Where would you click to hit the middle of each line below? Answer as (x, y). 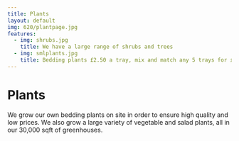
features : (22, 34)
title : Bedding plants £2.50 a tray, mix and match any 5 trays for (124, 60)
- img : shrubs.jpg (41, 40)
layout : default (31, 21)
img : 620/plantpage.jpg (43, 27)
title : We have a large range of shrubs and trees (97, 47)
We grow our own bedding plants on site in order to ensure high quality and (118, 115)
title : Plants (28, 14)
